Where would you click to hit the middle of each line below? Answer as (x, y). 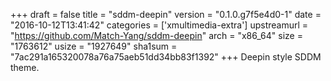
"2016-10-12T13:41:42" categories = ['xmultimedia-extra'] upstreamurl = (159, 25)
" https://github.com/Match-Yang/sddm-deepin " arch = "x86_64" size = (156, 35)
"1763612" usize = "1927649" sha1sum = (94, 46)
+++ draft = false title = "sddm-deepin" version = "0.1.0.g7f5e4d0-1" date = (166, 14)
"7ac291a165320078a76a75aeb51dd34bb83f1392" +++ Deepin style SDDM (166, 57)
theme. (25, 67)
